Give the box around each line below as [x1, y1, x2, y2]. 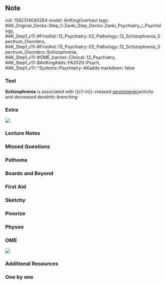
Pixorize [5, 210, 26, 217]
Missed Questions [5, 143, 50, 150]
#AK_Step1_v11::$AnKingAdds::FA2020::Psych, [5, 59, 101, 65]
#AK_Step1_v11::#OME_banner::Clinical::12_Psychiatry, [5, 54, 116, 60]
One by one [5, 274, 34, 281]
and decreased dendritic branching [5, 94, 78, 100]
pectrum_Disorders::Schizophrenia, [5, 49, 78, 55]
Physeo [5, 223, 24, 230]
